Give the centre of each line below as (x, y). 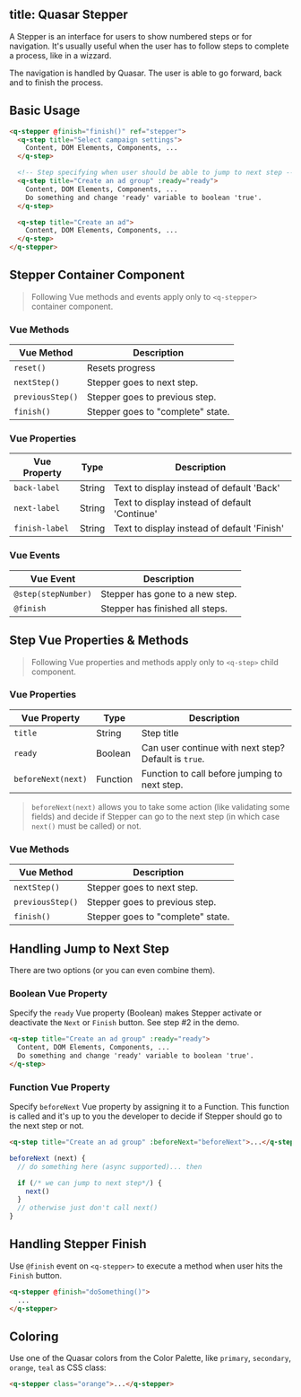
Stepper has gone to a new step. (169, 593)
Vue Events (35, 556)
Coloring (34, 1336)
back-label (37, 488)
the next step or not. (47, 1126)
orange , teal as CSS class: (58, 1367)
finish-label (42, 528)
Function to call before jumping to (212, 773)
